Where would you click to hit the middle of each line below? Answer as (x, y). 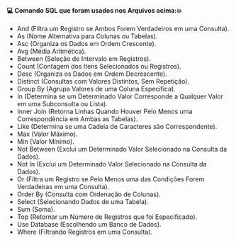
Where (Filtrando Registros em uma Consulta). (85, 232)
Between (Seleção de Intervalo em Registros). (84, 59)
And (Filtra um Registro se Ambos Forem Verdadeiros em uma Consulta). (123, 29)
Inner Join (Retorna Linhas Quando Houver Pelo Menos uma (105, 112)
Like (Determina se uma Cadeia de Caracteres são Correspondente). (117, 127)
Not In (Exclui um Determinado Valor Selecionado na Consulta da (112, 164)
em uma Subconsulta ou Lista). (62, 104)
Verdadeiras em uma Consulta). (63, 187)
